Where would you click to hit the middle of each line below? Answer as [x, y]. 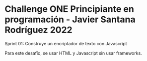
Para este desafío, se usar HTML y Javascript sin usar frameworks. [73, 53]
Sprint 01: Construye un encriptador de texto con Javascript [66, 43]
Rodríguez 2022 [38, 30]
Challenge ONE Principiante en [70, 9]
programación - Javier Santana [70, 19]
